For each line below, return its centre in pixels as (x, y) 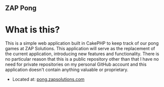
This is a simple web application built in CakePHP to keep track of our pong (82, 43)
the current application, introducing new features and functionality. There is (82, 54)
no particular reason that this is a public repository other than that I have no (82, 59)
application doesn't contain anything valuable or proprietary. (67, 70)
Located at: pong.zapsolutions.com (48, 80)
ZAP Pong (21, 8)
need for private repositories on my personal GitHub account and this (76, 65)
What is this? (33, 30)
